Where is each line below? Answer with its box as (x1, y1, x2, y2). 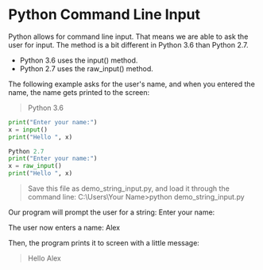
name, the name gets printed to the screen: (8, 87, 150, 97)
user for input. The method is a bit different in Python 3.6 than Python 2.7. (8, 40, 249, 49)
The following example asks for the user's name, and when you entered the (8, 79, 256, 89)
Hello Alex (27, 253, 62, 263)
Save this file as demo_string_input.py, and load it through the (27, 184, 230, 193)
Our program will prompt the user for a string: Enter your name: (8, 207, 215, 217)
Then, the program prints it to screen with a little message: (8, 238, 200, 248)
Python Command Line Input (8, 6, 201, 24)
